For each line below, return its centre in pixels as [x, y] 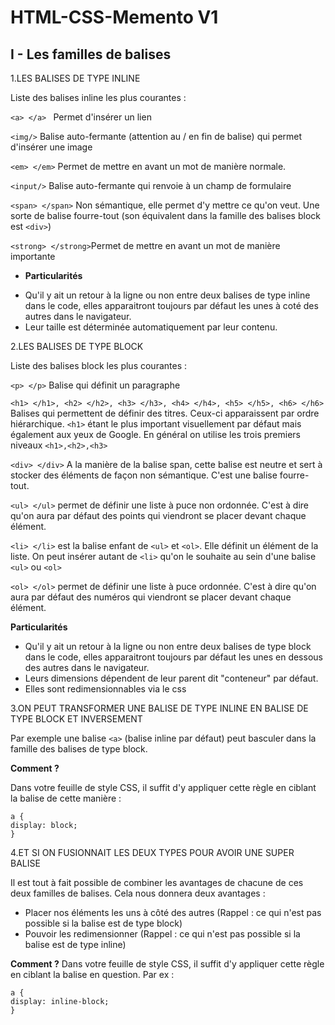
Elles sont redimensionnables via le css [105, 689]
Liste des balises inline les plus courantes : [98, 97]
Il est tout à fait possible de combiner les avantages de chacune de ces [157, 882]
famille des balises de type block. [79, 749]
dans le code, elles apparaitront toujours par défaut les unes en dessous [173, 657]
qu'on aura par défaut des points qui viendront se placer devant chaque [158, 515]
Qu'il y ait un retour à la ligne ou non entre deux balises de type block [168, 646]
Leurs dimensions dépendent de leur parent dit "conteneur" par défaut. [171, 678]
